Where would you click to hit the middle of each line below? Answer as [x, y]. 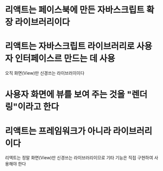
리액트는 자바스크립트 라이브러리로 [70, 46]
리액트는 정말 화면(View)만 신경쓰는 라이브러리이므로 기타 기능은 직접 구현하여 [79, 158]
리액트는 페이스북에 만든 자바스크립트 [75, 10]
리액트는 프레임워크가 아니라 [58, 131]
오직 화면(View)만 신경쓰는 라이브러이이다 [45, 73]
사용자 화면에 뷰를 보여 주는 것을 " [68, 95]
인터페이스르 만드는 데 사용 [65, 59]
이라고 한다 [38, 107]
